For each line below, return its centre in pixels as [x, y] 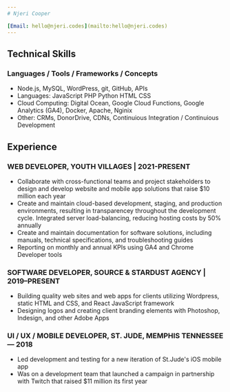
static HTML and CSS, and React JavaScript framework [95, 303]
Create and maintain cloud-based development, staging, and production [119, 203]
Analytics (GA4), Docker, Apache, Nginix [75, 110]
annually [29, 225]
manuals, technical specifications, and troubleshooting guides [105, 240]
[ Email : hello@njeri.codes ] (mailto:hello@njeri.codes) [87, 26]
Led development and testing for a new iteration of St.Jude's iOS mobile [119, 360]
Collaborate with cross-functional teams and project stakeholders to [114, 181]
